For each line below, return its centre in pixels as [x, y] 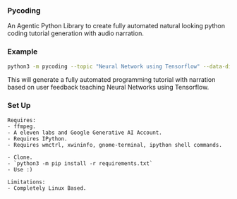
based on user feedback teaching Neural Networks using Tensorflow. [108, 88]
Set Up [19, 106]
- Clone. [20, 157]
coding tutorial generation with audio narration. [76, 33]
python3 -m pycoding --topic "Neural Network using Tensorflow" [104, 66]
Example [23, 52]
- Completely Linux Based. [47, 188]
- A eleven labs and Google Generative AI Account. [85, 133]
